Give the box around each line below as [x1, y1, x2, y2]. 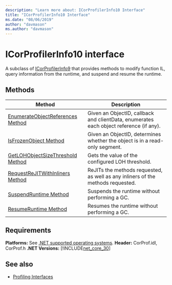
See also [5, 260, 33, 269]
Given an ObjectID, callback [88, 109, 155, 117]
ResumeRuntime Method [8, 205, 68, 212]
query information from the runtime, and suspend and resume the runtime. [5, 71, 162, 77]
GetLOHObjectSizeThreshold [8, 151, 77, 159]
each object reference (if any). [88, 122, 161, 129]
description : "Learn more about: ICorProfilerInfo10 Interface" [5, 7, 145, 13]
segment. [99, 143, 122, 150]
